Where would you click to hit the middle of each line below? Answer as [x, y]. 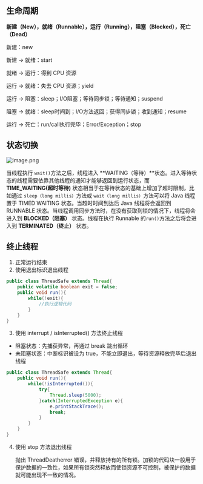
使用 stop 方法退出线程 [43, 446]
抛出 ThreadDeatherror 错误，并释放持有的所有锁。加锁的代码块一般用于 [105, 460]
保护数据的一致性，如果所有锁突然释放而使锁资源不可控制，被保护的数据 [105, 467]
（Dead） [18, 34]
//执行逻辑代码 [55, 304]
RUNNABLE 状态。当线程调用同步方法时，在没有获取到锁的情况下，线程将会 [101, 210]
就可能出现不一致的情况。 [47, 475]
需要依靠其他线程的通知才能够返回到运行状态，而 [88, 180]
